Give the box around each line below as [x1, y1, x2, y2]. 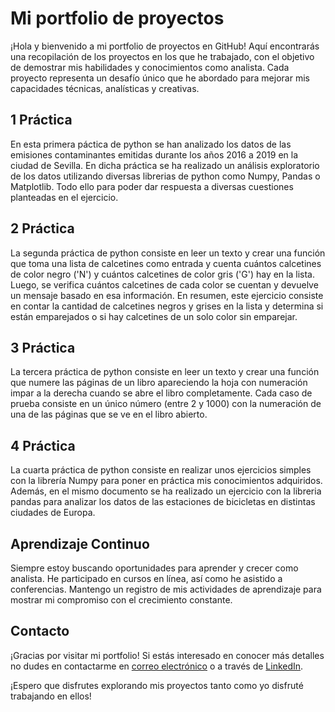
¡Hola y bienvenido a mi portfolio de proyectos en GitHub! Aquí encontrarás [10, 40, 320, 52]
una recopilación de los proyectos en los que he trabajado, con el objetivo [10, 50, 315, 62]
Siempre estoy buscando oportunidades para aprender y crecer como [10, 562, 299, 574]
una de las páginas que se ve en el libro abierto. [10, 408, 208, 421]
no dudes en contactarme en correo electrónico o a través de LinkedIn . [10, 660, 304, 672]
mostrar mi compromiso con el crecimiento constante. [10, 594, 233, 606]
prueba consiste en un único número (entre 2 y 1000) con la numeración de [10, 398, 322, 410]
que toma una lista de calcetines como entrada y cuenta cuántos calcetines [10, 257, 322, 269]
